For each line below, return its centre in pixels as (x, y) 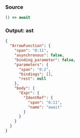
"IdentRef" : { (38, 97)
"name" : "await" (45, 107)
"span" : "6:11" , (45, 102)
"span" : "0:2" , (35, 70)
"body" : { (25, 88)
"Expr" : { (29, 93)
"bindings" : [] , (36, 74)
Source (14, 7)
